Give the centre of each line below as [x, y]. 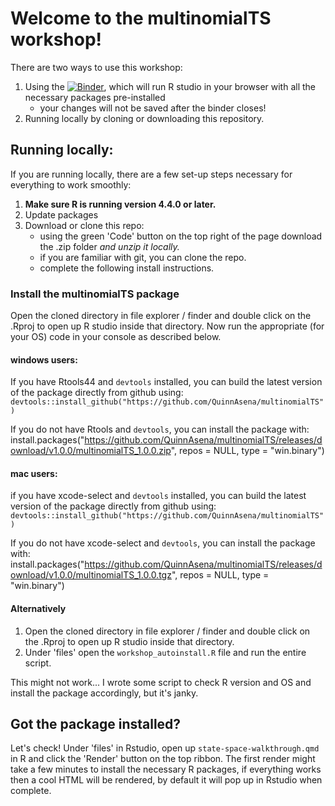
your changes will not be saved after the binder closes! [153, 108]
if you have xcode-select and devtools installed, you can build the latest [158, 496]
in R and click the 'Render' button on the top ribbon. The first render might [163, 759]
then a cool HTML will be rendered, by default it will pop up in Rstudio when [166, 780]
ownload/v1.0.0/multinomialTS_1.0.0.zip [91, 451]
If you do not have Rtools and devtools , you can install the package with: [160, 429]
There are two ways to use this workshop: [96, 67]
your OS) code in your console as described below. [116, 337]
